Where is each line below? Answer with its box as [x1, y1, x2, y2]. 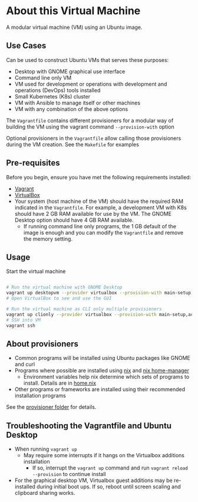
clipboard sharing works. [14, 490, 75, 497]
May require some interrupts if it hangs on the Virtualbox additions [23, 452, 184, 459]
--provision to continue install [32, 471, 106, 478]
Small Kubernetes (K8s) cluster [14, 93, 90, 100]
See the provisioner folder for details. [6, 403, 97, 411]
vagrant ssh [6, 323, 35, 329]
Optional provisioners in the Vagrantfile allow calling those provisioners [6, 134, 181, 142]
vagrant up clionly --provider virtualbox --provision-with [6, 311, 157, 317]
